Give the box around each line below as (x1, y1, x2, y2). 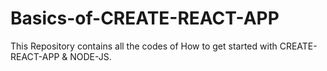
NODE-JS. (69, 50, 112, 62)
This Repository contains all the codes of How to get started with (10, 40, 278, 52)
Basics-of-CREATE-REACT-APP (10, 7, 280, 30)
